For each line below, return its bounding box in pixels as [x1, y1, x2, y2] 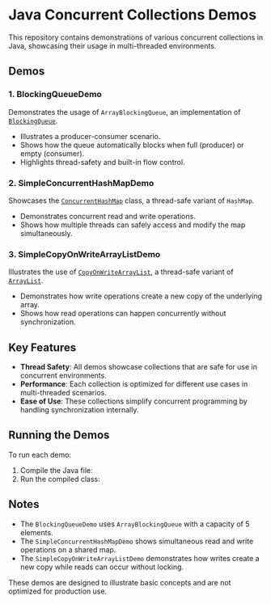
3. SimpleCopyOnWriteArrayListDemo [8, 248, 161, 260]
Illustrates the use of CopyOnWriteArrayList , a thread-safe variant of [8, 267, 234, 277]
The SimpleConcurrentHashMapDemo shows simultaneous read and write [19, 536, 254, 546]
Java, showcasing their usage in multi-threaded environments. [8, 40, 217, 50]
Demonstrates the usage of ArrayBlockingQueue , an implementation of [8, 107, 241, 116]
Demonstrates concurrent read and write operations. [19, 211, 196, 221]
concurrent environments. [19, 370, 107, 381]
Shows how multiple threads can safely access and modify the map [19, 220, 246, 230]
